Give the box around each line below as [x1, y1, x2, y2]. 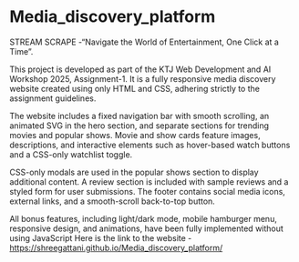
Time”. [9, 45, 34, 56]
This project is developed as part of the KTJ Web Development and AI [9, 64, 272, 75]
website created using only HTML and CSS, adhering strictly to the [9, 83, 260, 94]
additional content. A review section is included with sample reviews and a [9, 176, 289, 187]
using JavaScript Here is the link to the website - [9, 232, 192, 243]
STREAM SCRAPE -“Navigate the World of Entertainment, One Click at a [9, 36, 280, 47]
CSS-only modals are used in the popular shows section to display [9, 166, 259, 177]
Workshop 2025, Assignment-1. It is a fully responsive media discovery [9, 73, 276, 84]
